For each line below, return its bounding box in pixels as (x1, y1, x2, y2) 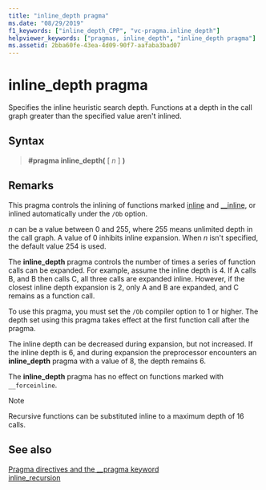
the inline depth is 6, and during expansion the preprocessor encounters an (8, 347, 257, 357)
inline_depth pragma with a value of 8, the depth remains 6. (8, 356, 207, 366)
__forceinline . (8, 380, 58, 390)
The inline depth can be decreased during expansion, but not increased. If (8, 338, 253, 349)
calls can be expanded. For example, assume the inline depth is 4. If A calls (8, 265, 256, 275)
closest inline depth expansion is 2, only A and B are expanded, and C (8, 282, 239, 292)
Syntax (8, 134, 45, 148)
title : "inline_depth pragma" (8, 11, 110, 20)
